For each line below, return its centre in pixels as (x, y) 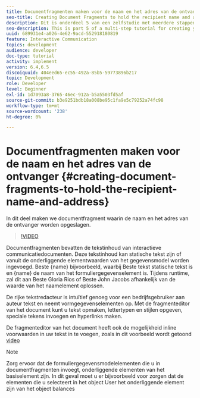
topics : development (32, 45)
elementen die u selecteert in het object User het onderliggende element (95, 383)
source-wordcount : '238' (37, 111)
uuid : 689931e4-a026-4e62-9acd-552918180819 (62, 34)
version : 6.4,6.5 (28, 67)
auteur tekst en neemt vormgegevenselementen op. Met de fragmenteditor (98, 303)
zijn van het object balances (41, 389)
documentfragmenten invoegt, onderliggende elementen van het (85, 370)
